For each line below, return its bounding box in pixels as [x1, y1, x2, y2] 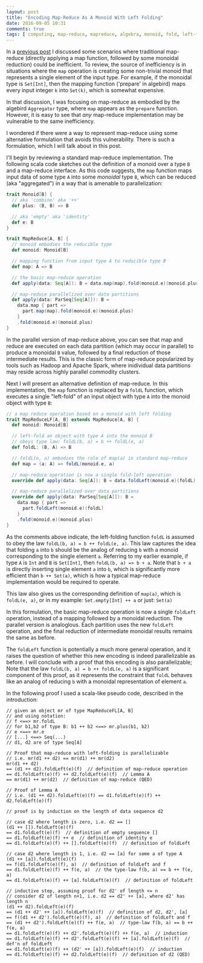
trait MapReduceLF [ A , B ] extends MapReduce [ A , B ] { [6, 416, 139, 423]
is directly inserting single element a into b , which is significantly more [6, 565, 180, 572]
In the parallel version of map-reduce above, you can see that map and [6, 336, 183, 343]
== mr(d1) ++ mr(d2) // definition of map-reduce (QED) [6, 776, 153, 783]
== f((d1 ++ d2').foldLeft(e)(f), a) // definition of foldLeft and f [6, 914, 190, 921]
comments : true [6, 25, 45, 32]
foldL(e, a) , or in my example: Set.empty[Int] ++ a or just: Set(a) [6, 596, 173, 603]
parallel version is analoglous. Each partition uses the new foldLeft [6, 621, 174, 628]
